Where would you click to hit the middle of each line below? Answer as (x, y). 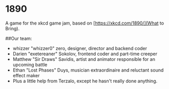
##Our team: (19, 38)
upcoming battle (30, 64)
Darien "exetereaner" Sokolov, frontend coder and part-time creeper (85, 54)
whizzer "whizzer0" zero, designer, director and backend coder (80, 48)
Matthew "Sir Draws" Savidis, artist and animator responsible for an (84, 59)
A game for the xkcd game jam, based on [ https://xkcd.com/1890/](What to (85, 23)
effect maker (26, 75)
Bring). (12, 28)
